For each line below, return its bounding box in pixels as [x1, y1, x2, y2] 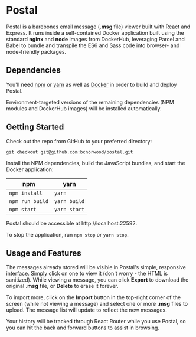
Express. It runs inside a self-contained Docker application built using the [6, 29, 184, 36]
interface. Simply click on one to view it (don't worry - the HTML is [6, 270, 168, 277]
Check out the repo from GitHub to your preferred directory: [6, 138, 152, 145]
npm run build [9, 198, 49, 204]
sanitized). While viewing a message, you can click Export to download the [6, 276, 189, 283]
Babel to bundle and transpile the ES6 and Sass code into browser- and [6, 42, 180, 49]
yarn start [54, 206, 85, 212]
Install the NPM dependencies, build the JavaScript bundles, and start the [6, 159, 185, 166]
